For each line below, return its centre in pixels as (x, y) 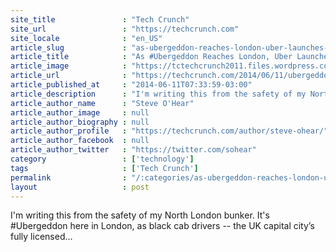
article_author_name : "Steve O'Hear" (102, 103)
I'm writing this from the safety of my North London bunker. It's (140, 215)
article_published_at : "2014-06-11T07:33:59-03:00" (131, 85)
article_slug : (69, 47)
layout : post (80, 187)
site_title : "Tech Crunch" (100, 19)
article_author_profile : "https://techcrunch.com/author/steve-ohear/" (169, 131)
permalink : (69, 177)
